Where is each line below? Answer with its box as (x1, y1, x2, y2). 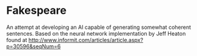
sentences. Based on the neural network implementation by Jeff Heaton (6, 30, 186, 37)
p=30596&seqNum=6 (6, 43, 61, 50)
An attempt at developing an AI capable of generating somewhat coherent (6, 23, 192, 31)
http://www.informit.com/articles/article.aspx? (28, 36, 144, 43)
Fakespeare (6, 4, 67, 17)
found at (6, 36, 27, 43)
